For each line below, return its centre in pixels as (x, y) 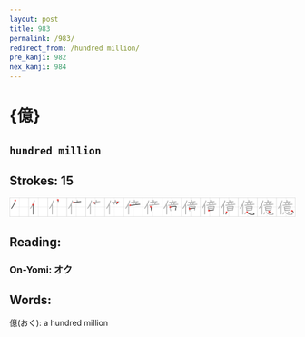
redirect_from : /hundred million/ (75, 48)
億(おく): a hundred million (59, 323)
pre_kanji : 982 (38, 58)
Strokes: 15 (42, 180)
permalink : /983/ (42, 38)
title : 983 (30, 29)
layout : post (34, 19)
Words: (30, 300)
